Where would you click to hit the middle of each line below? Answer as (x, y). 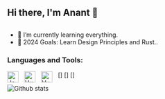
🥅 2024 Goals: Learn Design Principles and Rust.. (87, 42)
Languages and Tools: (45, 60)
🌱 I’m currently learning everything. (68, 35)
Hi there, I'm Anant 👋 (53, 13)
